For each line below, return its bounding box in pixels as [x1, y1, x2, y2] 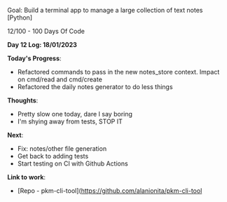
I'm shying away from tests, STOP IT [17, 117, 123, 126]
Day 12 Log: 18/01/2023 [7, 41, 77, 48]
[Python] [7, 13, 33, 22]
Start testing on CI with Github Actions [17, 159, 128, 168]
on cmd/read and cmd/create [17, 75, 103, 83]
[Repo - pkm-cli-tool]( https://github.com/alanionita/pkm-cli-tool [17, 187, 202, 195]
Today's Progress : [7, 54, 62, 62]
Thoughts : [7, 96, 39, 105]
